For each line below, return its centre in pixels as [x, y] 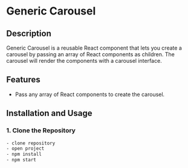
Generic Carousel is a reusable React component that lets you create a [94, 48]
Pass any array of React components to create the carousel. [90, 94]
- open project [25, 149]
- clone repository [31, 143]
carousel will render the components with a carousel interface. [84, 61]
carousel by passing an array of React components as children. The [91, 54]
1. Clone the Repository [41, 131]
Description [29, 34]
